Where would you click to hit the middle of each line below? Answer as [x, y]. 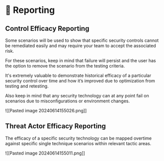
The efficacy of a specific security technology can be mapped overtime [79, 138]
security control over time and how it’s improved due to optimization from [80, 81]
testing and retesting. [27, 86]
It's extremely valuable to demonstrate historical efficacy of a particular [78, 76]
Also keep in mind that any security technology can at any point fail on [77, 96]
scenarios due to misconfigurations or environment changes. [68, 101]
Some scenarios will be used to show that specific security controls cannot [82, 40]
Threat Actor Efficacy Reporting [55, 126]
